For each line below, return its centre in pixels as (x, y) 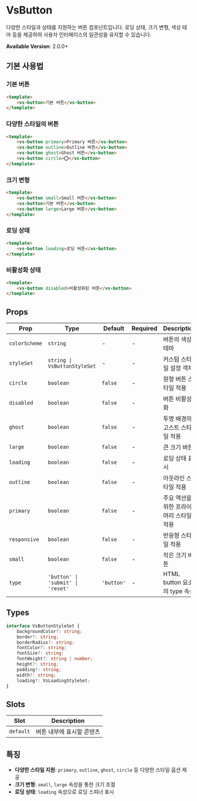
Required (145, 328)
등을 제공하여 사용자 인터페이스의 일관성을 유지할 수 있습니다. (82, 34)
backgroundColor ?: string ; (50, 631)
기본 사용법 (25, 66)
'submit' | (63, 583)
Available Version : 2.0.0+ (37, 46)
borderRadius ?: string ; (46, 642)
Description (68, 721)
